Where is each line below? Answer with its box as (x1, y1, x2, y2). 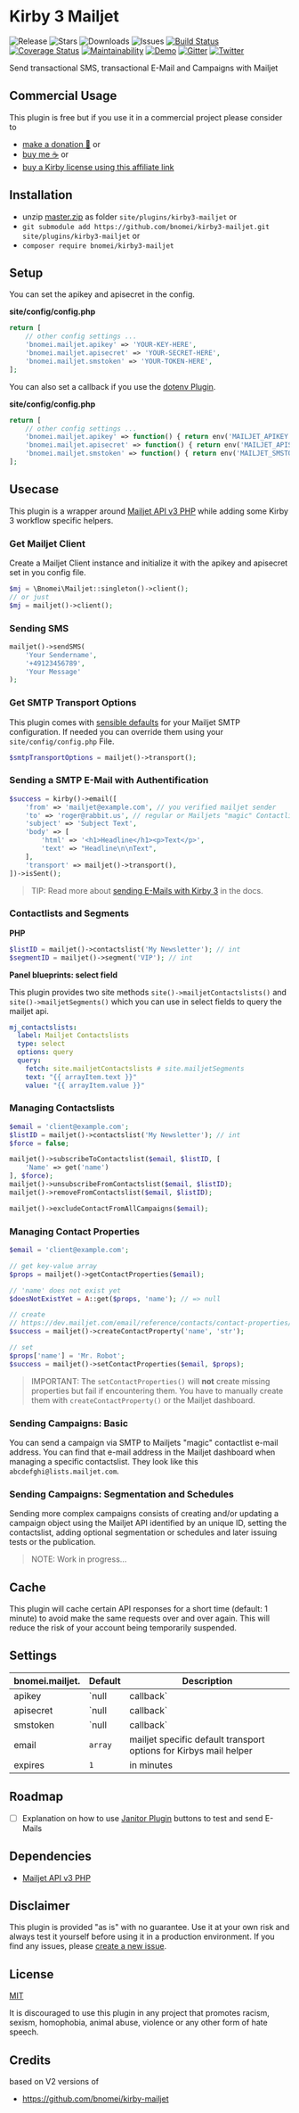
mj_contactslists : (9, 1023, 77, 1032)
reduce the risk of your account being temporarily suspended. (9, 1622, 238, 1633)
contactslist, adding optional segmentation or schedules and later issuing (9, 1527, 278, 1538)
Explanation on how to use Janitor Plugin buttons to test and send (21, 1812, 263, 1823)
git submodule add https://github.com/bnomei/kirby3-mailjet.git (21, 222, 270, 231)
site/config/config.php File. (9, 736, 115, 747)
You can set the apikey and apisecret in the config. (9, 289, 196, 300)
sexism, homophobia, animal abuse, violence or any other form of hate (9, 2018, 269, 2028)
